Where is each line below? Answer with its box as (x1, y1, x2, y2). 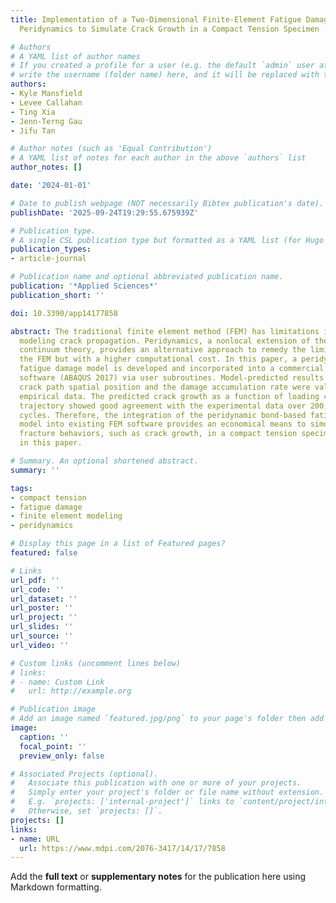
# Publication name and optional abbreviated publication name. (10, 272, 284, 282)
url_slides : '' (10, 622, 74, 632)
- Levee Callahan (10, 97, 83, 108)
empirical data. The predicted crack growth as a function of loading (19, 391, 320, 401)
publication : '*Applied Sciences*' (10, 281, 159, 291)
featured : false (10, 548, 78, 558)
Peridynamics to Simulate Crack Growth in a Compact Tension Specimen (19, 24, 320, 34)
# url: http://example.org (10, 686, 132, 696)
